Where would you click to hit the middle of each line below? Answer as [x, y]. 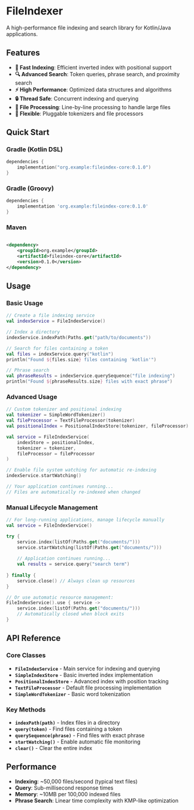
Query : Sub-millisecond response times [64, 788]
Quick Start [28, 132]
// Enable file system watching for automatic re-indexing [81, 470]
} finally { [21, 575]
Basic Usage [25, 303]
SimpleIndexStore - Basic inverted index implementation [84, 675]
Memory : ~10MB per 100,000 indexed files [68, 794]
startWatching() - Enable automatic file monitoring [78, 742]
